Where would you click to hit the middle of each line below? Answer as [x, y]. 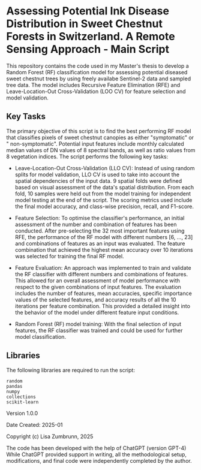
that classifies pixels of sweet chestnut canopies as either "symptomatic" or [100, 137]
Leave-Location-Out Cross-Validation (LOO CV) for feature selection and [96, 91]
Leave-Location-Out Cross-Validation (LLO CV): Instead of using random [105, 168]
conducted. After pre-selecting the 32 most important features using [100, 231]
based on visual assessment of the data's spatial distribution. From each [104, 187]
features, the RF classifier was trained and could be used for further [99, 330]
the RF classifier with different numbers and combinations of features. [101, 274]
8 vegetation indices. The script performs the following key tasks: [87, 156]
